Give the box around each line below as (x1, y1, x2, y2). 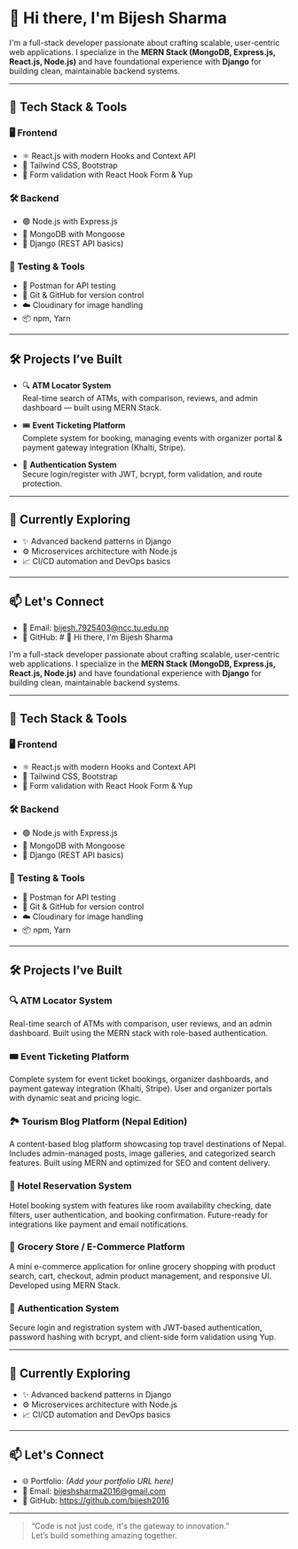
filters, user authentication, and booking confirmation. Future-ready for (9, 1209, 269, 1220)
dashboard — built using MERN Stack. (21, 403, 162, 413)
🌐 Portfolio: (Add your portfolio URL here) (21, 1475, 175, 1486)
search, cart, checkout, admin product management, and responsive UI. (9, 1270, 272, 1281)
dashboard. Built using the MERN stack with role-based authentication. (9, 1027, 269, 1038)
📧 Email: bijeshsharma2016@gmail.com (21, 1485, 166, 1496)
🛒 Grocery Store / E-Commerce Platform (9, 1241, 185, 1254)
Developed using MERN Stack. (9, 1279, 122, 1290)
